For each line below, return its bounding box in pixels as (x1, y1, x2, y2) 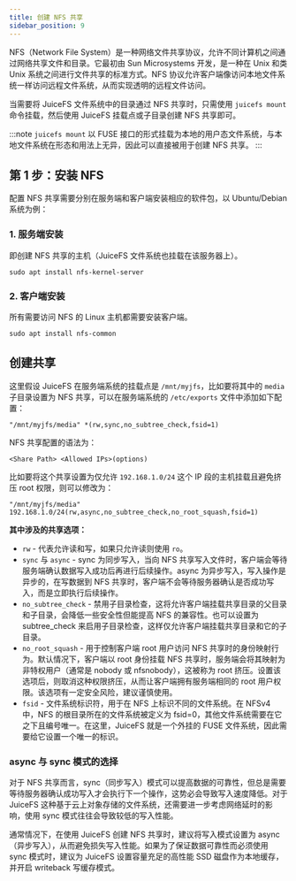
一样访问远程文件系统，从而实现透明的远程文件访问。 (16, 80, 210, 90)
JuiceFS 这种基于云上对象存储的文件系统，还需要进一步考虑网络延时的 (9, 800, 266, 810)
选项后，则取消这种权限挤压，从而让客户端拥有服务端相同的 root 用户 (21, 676, 274, 686)
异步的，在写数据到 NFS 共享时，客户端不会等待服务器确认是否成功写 (21, 576, 275, 586)
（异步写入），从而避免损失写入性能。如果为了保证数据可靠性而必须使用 (9, 840, 269, 851)
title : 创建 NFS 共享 (9, 12, 84, 22)
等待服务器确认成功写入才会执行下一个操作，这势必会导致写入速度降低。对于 (9, 788, 288, 799)
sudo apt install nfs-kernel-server (9, 267, 144, 277)
